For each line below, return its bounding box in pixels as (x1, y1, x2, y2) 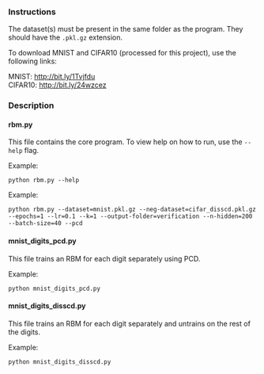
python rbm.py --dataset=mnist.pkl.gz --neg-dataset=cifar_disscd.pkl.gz (8, 205, 257, 214)
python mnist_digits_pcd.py (8, 284, 101, 292)
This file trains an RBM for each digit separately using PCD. (8, 254, 201, 263)
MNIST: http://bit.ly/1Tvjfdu (8, 72, 96, 82)
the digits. (8, 327, 41, 337)
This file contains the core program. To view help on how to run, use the (8, 137, 243, 147)
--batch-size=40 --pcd (8, 219, 83, 227)
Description (8, 100, 55, 111)
